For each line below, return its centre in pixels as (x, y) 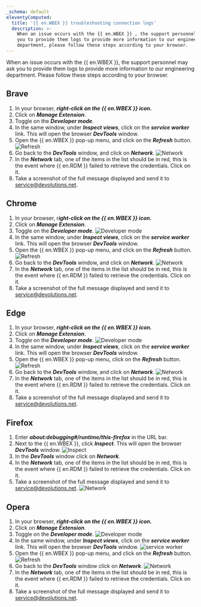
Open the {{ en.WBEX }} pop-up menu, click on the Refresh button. (98, 360)
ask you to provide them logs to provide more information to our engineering (100, 68)
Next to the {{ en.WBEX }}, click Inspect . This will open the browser (98, 443)
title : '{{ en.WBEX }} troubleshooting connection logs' (84, 23)
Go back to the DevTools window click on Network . (79, 566)
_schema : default (28, 12)
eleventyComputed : (29, 17)
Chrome (22, 203)
